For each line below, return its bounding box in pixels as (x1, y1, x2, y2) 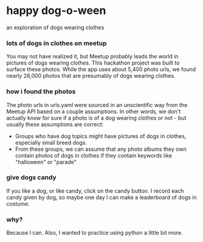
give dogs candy (6, 173, 57, 182)
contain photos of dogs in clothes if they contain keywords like (15, 151, 172, 159)
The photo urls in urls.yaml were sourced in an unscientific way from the (6, 101, 188, 108)
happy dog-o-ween (6, 4, 106, 18)
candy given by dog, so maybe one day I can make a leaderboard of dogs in (6, 193, 197, 201)
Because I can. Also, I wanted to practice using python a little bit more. (6, 229, 184, 237)
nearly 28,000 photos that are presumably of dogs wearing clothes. (6, 72, 176, 80)
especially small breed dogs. (15, 139, 87, 146)
